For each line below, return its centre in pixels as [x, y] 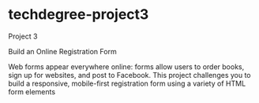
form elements [32, 91]
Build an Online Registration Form [62, 51]
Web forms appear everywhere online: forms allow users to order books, [126, 66]
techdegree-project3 [79, 15]
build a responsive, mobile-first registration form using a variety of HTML [127, 83]
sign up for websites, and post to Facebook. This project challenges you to [129, 75]
